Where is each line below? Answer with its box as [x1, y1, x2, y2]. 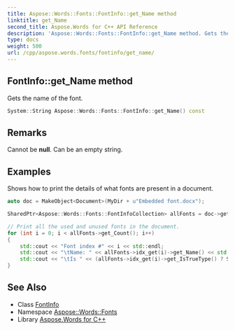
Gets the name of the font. [7, 94, 83, 102]
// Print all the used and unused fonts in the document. [7, 223, 180, 230]
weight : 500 [7, 43, 42, 50]
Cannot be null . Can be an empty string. [7, 145, 123, 154]
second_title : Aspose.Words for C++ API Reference [7, 23, 158, 30]
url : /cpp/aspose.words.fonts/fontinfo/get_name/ [7, 50, 155, 57]
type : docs [7, 36, 39, 43]
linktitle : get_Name [7, 17, 68, 24]
